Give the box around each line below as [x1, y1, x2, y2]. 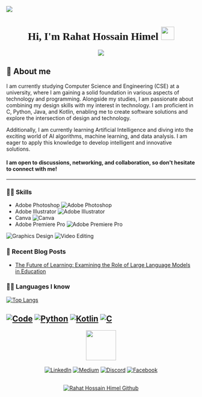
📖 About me [6, 66, 51, 77]
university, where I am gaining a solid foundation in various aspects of [6, 89, 179, 96]
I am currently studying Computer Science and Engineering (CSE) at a [6, 82, 179, 90]
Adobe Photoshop [14, 202, 60, 209]
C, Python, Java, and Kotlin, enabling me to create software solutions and [6, 108, 188, 115]
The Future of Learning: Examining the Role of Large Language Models [14, 261, 191, 268]
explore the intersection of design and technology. [6, 114, 131, 122]
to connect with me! [6, 166, 57, 173]
